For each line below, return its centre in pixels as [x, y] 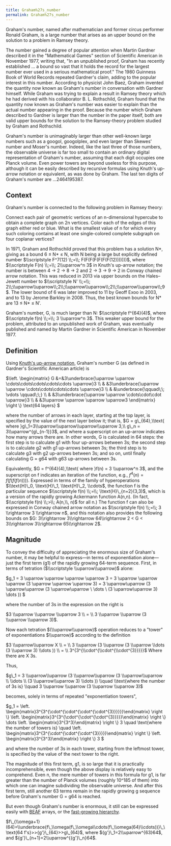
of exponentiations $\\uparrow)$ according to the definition [68, 635]
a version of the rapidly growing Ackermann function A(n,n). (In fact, [77, 496]
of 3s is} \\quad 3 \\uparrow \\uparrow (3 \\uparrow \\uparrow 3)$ [75, 686]
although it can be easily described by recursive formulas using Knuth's [81, 168]
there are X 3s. [21, 656]
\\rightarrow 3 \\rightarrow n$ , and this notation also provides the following [84, 513]
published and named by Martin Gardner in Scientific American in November [86, 329]
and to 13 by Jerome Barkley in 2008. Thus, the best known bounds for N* [84, 298]
